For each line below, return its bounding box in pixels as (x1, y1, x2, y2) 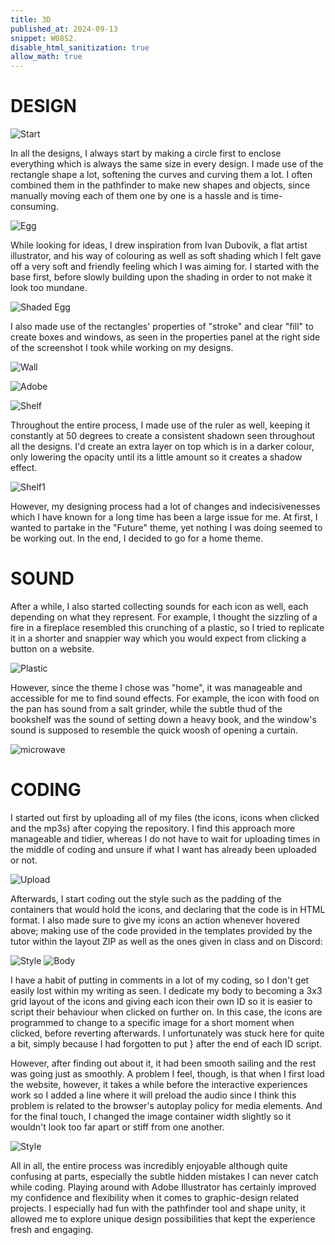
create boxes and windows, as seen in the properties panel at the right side (10, 331, 321, 343)
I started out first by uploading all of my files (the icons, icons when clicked (10, 811, 320, 823)
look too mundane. (10, 282, 88, 294)
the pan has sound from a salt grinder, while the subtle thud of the (10, 703, 283, 715)
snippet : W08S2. (10, 33, 78, 43)
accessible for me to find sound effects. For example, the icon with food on (10, 692, 320, 704)
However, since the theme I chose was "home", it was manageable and (10, 682, 303, 693)
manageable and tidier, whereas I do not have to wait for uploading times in (10, 832, 321, 845)
